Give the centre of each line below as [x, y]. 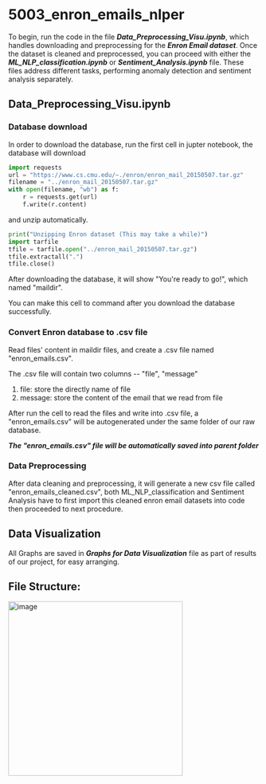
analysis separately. [41, 79]
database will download [47, 152]
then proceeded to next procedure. [66, 509]
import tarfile [33, 242]
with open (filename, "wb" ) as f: [64, 190]
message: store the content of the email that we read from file [121, 397]
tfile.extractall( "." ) [46, 257]
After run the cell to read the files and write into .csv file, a [104, 413]
